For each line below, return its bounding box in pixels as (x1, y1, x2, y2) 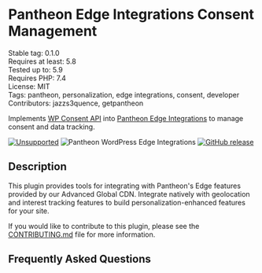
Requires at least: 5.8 (8, 57, 76, 66)
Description (8, 160, 67, 174)
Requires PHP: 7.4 (8, 73, 67, 83)
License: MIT (8, 81, 50, 91)
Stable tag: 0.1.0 (8, 48, 61, 57)
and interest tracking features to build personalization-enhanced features (8, 197, 246, 207)
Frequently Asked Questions (8, 253, 152, 266)
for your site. (8, 206, 50, 216)
